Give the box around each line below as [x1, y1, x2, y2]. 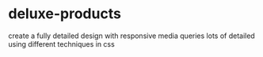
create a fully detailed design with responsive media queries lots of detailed [8, 31, 255, 40]
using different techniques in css [8, 39, 115, 48]
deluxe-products [8, 5, 121, 23]
